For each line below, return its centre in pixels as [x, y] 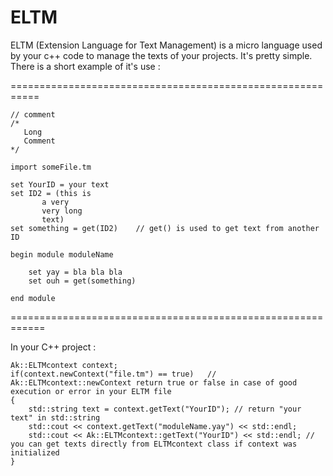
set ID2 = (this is [51, 193]
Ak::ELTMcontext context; [64, 365]
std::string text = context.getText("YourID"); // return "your [165, 409]
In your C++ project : [53, 347]
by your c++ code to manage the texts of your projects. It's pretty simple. [161, 55]
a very [55, 202]
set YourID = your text [60, 184]
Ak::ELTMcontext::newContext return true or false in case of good [154, 382]
